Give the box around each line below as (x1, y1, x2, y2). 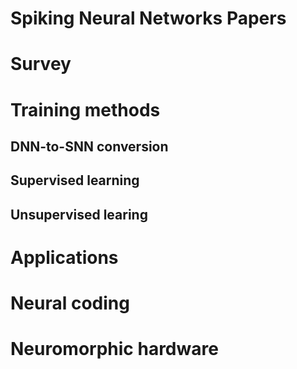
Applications (10, 246, 119, 269)
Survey (10, 53, 72, 76)
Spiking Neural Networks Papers (10, 7, 287, 30)
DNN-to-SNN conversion (10, 138, 169, 155)
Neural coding (10, 292, 130, 315)
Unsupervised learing (10, 206, 148, 223)
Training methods (10, 98, 161, 121)
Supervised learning (10, 172, 140, 189)
